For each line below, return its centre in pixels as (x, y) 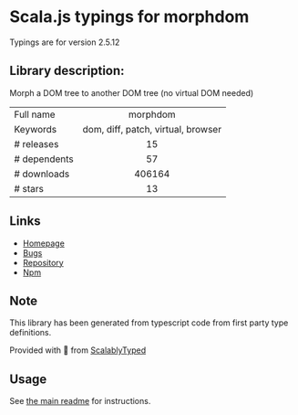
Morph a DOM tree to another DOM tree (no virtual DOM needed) (132, 92)
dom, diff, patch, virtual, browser (152, 129)
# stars (29, 188)
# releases (36, 144)
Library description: (67, 71)
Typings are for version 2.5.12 (65, 42)
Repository (43, 262)
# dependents (44, 159)
